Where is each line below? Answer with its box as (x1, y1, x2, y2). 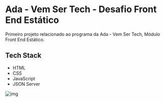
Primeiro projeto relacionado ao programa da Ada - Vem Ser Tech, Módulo (5, 31, 160, 37)
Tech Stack (5, 51, 42, 60)
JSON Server (12, 81, 40, 87)
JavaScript (12, 75, 35, 82)
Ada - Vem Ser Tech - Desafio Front (5, 4, 157, 15)
